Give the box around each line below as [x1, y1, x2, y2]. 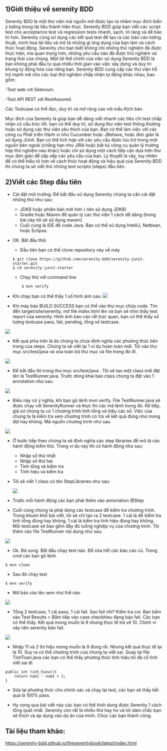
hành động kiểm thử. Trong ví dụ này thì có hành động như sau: [12, 443, 143, 449]
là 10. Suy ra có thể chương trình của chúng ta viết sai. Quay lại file [12, 649, 150, 655]
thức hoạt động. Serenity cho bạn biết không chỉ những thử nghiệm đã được [5, 45, 161, 51]
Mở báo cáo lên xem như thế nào [12, 589, 81, 595]
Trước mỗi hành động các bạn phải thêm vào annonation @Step [12, 497, 144, 503]
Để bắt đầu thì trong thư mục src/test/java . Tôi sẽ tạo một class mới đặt [12, 367, 160, 373]
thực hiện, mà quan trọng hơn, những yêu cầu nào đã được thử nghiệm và [5, 50, 157, 56]
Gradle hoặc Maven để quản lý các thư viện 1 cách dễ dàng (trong [19, 211, 156, 218]
